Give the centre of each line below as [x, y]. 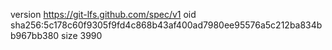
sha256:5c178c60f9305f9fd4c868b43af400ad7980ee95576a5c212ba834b [166, 25]
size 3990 [82, 35]
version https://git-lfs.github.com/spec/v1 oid [103, 14]
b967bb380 [35, 35]
